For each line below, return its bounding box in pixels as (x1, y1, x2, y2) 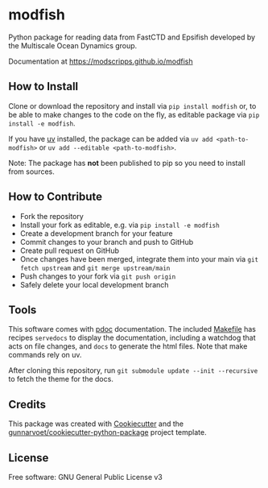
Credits (8, 397, 47, 411)
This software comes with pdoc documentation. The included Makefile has (8, 325, 256, 334)
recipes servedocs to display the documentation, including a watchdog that (8, 333, 256, 343)
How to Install (8, 80, 79, 93)
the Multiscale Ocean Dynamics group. (8, 40, 138, 50)
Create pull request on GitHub (19, 246, 119, 255)
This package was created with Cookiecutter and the (8, 419, 184, 428)
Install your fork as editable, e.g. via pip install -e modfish (19, 220, 220, 230)
